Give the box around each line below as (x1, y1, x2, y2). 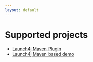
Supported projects (5, 29, 88, 40)
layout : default (5, 7, 39, 13)
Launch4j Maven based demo (12, 51, 74, 57)
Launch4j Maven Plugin (12, 46, 61, 52)
